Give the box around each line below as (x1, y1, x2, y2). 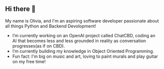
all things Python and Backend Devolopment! (5, 23, 97, 29)
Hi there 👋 (5, 5, 36, 13)
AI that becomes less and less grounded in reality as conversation (12, 38, 146, 44)
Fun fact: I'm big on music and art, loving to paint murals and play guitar (12, 53, 159, 59)
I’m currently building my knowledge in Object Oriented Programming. (12, 48, 154, 54)
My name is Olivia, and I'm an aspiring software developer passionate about (5, 18, 159, 23)
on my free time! (12, 58, 46, 64)
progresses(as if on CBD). (12, 43, 65, 49)
